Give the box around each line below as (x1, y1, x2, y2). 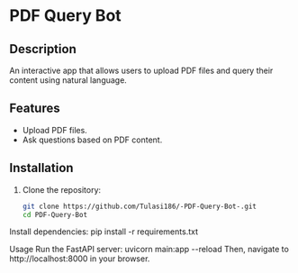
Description (9, 41, 77, 57)
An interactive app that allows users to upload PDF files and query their (9, 65, 274, 76)
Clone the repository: (22, 184, 102, 195)
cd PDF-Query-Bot (22, 210, 88, 219)
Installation (9, 160, 74, 176)
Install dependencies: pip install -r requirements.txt (9, 226, 198, 237)
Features (9, 101, 60, 116)
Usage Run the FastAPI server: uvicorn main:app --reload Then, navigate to (9, 244, 290, 255)
